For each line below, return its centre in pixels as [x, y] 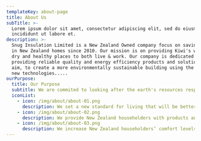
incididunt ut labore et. [44, 34]
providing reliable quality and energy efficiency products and [93, 62]
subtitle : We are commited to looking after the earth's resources [98, 90]
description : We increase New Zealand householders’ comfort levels [109, 129]
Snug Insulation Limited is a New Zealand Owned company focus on [96, 46]
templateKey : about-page [37, 12]
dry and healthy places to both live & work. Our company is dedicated [103, 56]
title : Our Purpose [36, 85]
